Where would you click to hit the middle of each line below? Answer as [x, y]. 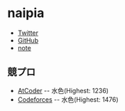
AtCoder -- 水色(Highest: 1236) [63, 90]
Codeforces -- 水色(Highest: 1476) [68, 99]
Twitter [28, 33]
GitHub [28, 40]
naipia [26, 13]
